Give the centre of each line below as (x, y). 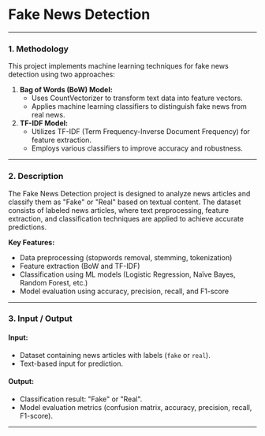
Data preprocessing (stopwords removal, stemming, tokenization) (126, 257)
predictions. (28, 227)
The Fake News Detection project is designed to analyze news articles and (129, 193)
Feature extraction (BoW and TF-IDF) (80, 266)
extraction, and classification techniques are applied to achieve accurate (126, 218)
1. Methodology (39, 49)
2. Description (36, 177)
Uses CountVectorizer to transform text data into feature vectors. (137, 98)
